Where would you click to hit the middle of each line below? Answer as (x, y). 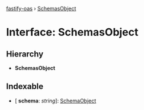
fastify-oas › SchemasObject (41, 9)
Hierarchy (25, 54)
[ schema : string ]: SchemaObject (55, 101)
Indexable (25, 87)
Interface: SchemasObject (72, 32)
